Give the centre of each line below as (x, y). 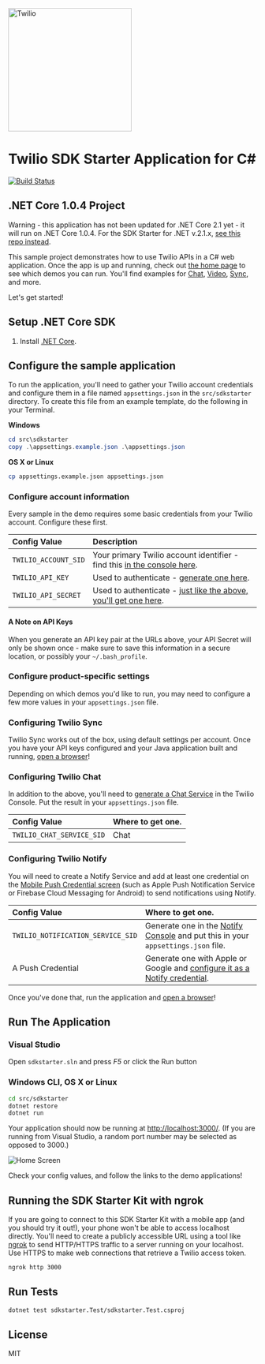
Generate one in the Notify (194, 925)
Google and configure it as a (197, 968)
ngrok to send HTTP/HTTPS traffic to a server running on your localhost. (126, 1245)
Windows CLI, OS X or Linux (63, 1082)
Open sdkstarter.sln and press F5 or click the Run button (103, 1062)
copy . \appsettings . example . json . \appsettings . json (97, 447)
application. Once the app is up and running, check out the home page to (127, 265)
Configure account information (69, 496)
